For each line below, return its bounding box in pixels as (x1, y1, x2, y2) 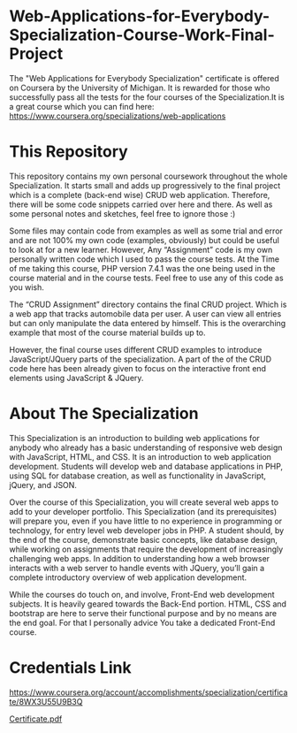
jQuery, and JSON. (9, 479, 78, 490)
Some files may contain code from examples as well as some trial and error (9, 225, 283, 236)
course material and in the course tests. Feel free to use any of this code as (9, 272, 285, 283)
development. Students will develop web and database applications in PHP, (9, 461, 284, 471)
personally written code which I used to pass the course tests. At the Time (9, 254, 280, 264)
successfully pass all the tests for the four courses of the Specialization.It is (9, 91, 285, 103)
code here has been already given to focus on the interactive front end (9, 363, 267, 373)
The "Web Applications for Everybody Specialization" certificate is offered (9, 73, 280, 83)
